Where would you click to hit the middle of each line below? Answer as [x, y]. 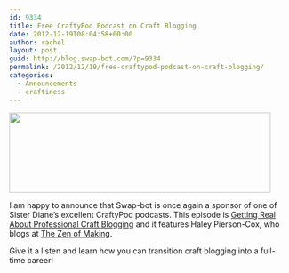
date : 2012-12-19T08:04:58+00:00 [71, 34]
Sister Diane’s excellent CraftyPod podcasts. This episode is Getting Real [142, 214]
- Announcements [47, 84]
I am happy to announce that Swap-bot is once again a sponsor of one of [143, 205]
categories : [31, 76]
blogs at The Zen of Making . [61, 233]
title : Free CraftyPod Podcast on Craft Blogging [103, 26]
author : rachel [37, 42]
